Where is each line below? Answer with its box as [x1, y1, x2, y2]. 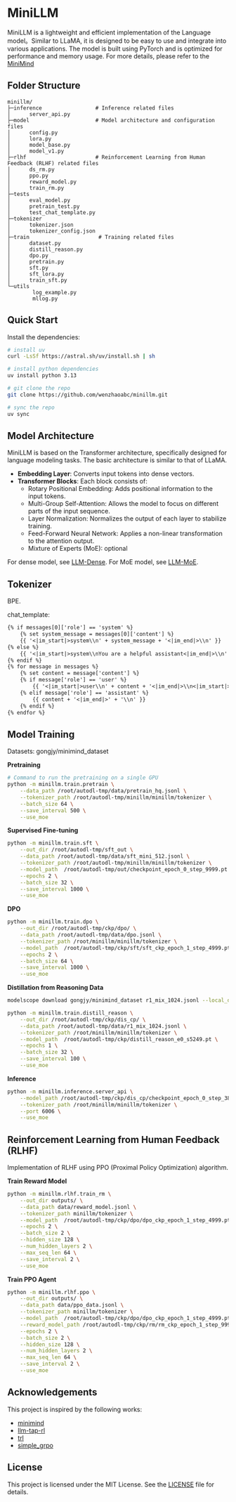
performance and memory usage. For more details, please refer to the [7, 51, 209, 60]
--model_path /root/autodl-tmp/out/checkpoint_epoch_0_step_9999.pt [20, 866, 228, 873]
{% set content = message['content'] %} [20, 670, 140, 677]
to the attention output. [27, 537, 95, 545]
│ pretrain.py [7, 258, 65, 265]
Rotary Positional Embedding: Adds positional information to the [27, 485, 213, 493]
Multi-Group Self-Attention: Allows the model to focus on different [27, 499, 219, 508]
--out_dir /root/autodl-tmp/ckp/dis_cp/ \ [20, 1016, 146, 1023]
